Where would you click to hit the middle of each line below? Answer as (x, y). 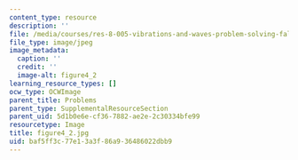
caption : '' (39, 59)
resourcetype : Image (47, 125)
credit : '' (37, 68)
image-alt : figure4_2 (57, 76)
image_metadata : (39, 51)
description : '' (39, 26)
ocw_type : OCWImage (45, 92)
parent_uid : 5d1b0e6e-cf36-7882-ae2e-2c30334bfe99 (105, 116)
